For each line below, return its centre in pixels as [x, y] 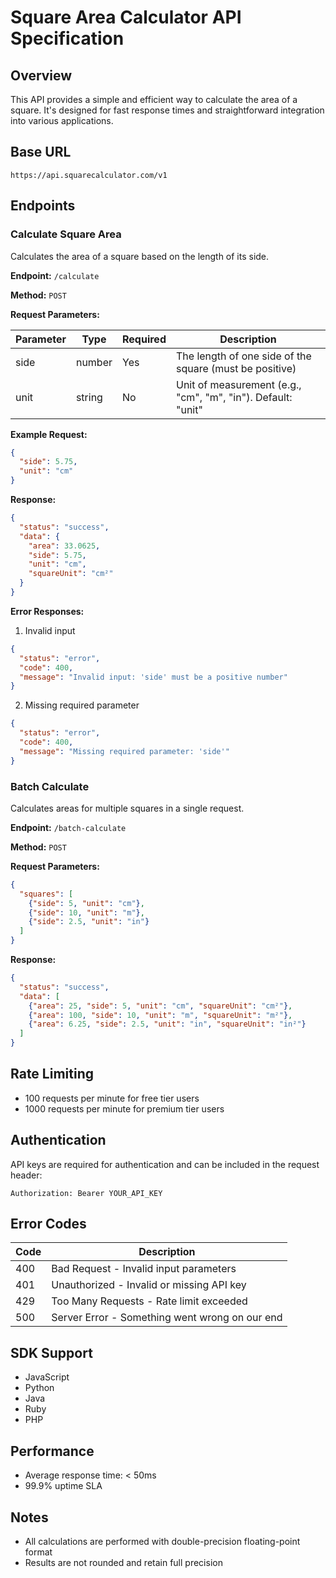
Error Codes [48, 1224]
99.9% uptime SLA [63, 1486]
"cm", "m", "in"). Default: [234, 397]
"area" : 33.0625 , [64, 546]
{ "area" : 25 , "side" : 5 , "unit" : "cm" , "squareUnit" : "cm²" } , [160, 1006]
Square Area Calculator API [126, 17]
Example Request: [49, 434]
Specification [67, 38]
